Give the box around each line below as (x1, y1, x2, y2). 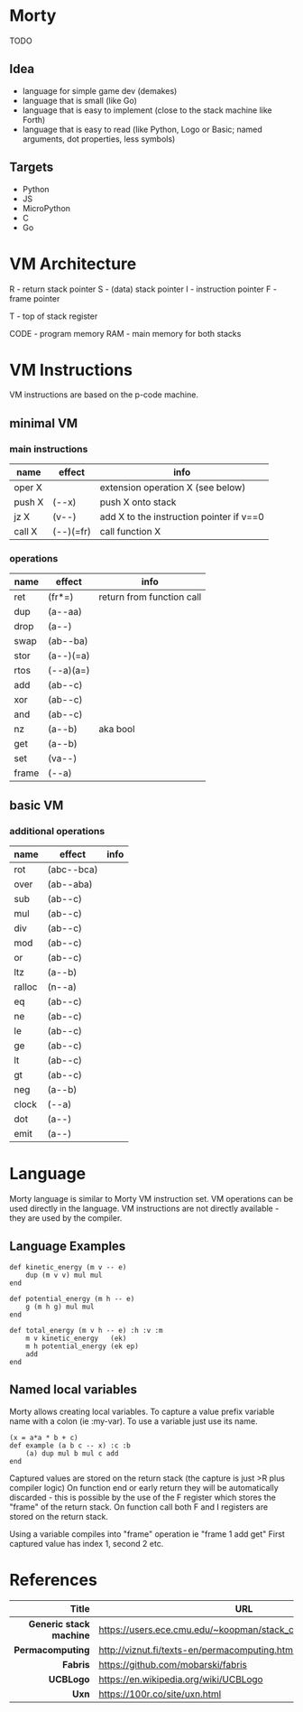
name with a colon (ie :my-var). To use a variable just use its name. (9, 1415, 259, 1427)
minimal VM (9, 415, 78, 431)
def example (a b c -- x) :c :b (9, 1441, 131, 1450)
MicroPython (22, 202, 70, 213)
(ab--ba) (48, 635, 88, 647)
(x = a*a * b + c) (9, 1433, 78, 1442)
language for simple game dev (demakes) (22, 85, 178, 96)
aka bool (98, 723, 135, 736)
